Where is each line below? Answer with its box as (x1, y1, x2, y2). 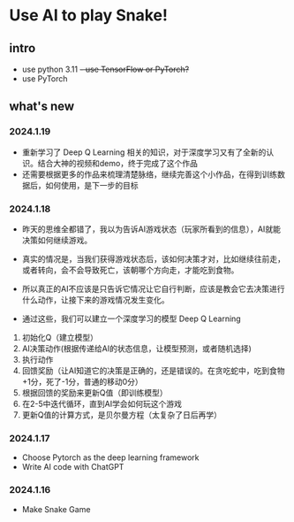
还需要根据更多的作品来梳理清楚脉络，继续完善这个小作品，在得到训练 (21, 169, 278, 180)
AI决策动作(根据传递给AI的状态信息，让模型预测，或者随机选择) (21, 342, 252, 354)
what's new (9, 99, 75, 114)
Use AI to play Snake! (9, 5, 168, 26)
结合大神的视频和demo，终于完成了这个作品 (37, 157, 199, 168)
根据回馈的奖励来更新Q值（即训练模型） (21, 387, 168, 398)
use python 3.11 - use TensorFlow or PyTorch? (21, 64, 190, 74)
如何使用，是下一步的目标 (45, 180, 139, 190)
